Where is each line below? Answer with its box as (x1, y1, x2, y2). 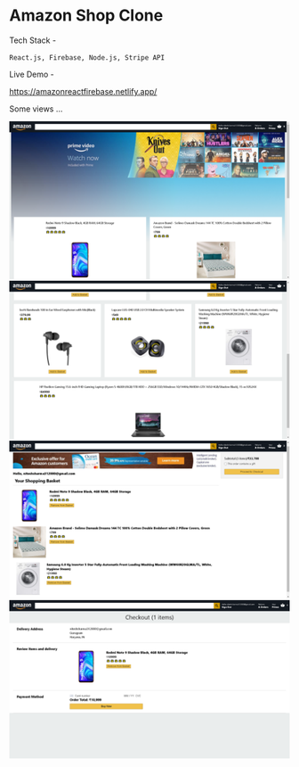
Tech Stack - (9, 35, 56, 45)
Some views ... (9, 103, 63, 114)
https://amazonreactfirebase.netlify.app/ (9, 86, 158, 96)
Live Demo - (9, 69, 55, 79)
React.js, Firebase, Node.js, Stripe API (9, 53, 166, 62)
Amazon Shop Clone (9, 5, 164, 26)
